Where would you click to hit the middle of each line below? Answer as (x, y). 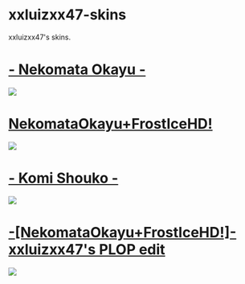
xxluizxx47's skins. (40, 37)
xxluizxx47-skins (67, 15)
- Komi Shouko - (63, 178)
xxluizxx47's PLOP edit (87, 249)
